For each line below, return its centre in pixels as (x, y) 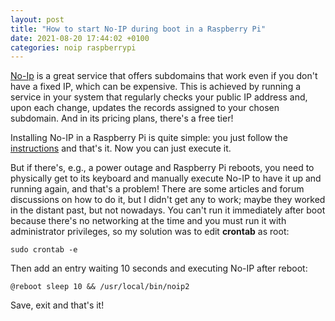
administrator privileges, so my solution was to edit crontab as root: (150, 232)
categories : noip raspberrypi (73, 47)
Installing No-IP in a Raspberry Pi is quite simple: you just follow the (149, 138)
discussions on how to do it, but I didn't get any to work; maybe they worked (168, 200)
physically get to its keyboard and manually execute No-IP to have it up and (166, 178)
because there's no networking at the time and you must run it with (148, 221)
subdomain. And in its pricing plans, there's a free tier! (122, 118)
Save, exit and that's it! (57, 305)
